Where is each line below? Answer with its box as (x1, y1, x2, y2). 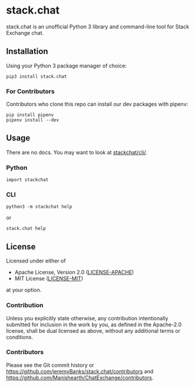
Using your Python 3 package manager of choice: (6, 62, 127, 69)
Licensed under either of (6, 257, 66, 264)
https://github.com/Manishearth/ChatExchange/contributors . (6, 374, 154, 381)
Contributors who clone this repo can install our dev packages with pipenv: (6, 101, 189, 108)
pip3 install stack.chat (6, 73, 67, 80)
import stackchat (6, 177, 49, 183)
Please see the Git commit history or (6, 361, 94, 369)
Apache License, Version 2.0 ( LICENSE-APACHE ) (14, 269, 134, 276)
